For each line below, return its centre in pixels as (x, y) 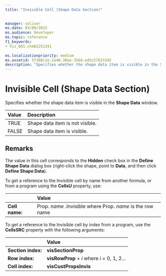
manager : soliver (23, 23)
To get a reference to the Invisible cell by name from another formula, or (78, 180)
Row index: (21, 258)
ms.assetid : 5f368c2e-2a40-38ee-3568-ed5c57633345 (58, 60)
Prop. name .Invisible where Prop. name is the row (95, 206)
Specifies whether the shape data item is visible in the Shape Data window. (82, 103)
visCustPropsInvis (69, 266)
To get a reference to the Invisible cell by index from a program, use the (78, 224)
